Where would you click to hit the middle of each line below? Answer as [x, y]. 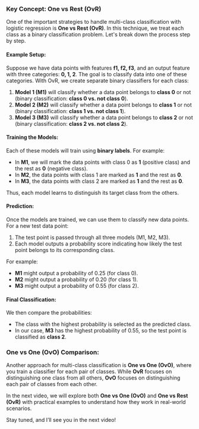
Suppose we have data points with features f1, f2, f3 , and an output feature [98, 68]
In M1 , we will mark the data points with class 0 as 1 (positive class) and [102, 162]
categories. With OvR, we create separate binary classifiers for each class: [97, 80]
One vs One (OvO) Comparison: [53, 352]
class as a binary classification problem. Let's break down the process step [98, 35]
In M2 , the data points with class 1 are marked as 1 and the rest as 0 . [99, 175]
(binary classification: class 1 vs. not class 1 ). [70, 111]
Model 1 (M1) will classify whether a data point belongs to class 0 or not [103, 92]
